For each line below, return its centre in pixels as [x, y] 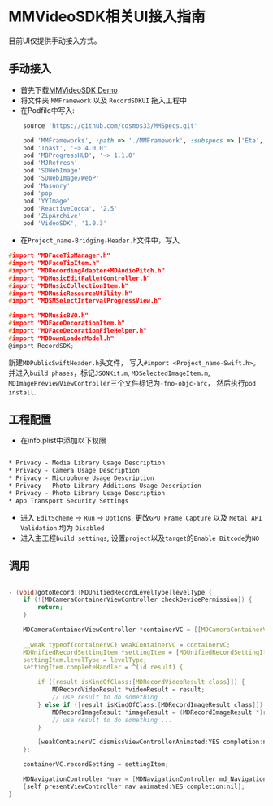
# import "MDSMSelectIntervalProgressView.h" [85, 301]
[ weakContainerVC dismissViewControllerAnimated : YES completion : [151, 742]
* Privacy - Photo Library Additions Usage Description [105, 486]
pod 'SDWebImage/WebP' [61, 178]
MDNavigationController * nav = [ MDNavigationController [120, 779]
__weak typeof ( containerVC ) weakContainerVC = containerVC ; [127, 645]
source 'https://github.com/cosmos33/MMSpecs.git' [110, 126]
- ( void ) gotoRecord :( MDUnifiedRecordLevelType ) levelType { [110, 592]
